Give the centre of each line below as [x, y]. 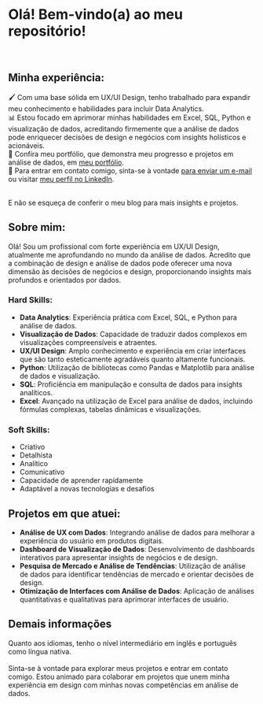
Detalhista [36, 455]
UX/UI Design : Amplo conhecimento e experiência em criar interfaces [133, 350]
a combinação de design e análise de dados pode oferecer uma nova [120, 263]
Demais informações [60, 624]
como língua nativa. [40, 651]
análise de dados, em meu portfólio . [66, 162]
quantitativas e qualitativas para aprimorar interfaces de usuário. [124, 599]
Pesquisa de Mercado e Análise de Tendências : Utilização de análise [132, 565]
